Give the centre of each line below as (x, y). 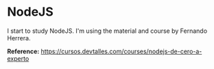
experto (18, 58)
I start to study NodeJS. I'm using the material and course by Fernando (107, 31)
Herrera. (19, 38)
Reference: (23, 51)
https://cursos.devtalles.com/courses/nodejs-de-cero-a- (121, 51)
